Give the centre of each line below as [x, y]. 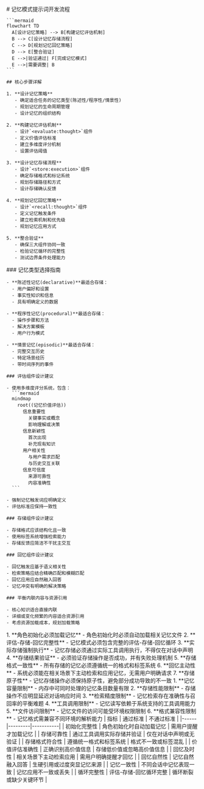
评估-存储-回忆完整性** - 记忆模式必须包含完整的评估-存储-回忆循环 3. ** [98, 642]
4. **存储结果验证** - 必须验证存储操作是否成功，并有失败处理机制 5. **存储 [101, 658]
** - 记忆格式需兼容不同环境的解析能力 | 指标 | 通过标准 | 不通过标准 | [93, 719]
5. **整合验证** [25, 238]
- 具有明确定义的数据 [35, 302]
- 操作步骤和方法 [30, 320]
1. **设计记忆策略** [30, 94]
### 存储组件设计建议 [30, 518]
